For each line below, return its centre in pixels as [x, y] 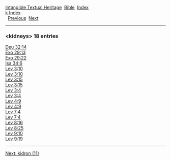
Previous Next [23, 18]
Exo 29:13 [16, 52]
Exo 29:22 [16, 58]
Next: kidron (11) [22, 153]
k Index [13, 13]
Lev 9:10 [14, 134]
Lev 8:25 [15, 128]
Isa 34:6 [14, 63]
